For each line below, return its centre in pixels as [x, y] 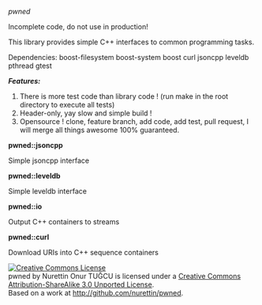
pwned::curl [29, 237]
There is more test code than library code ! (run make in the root [124, 96]
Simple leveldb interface [47, 191]
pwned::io [25, 206]
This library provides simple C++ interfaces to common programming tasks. [131, 42]
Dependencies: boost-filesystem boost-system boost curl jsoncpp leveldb [129, 57]
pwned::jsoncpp [36, 145]
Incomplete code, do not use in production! [78, 26]
